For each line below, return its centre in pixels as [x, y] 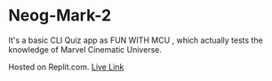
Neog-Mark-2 [60, 16]
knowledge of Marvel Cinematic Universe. [85, 49]
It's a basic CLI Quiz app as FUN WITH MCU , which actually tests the [136, 40]
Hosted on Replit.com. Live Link [66, 67]
